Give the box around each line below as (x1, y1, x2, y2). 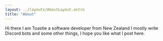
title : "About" (5, 12, 36, 17)
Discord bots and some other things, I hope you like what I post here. (5, 30, 145, 36)
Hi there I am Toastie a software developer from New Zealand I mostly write (5, 25, 159, 31)
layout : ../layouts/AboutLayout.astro (5, 7, 85, 12)
